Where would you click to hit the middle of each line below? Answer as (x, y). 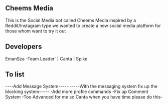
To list (15, 74)
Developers (24, 47)
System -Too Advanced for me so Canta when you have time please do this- (84, 97)
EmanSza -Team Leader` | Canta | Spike (46, 58)
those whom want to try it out (36, 31)
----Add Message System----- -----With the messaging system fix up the (81, 86)
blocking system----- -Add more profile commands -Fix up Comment (77, 91)
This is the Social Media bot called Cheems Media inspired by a (71, 20)
